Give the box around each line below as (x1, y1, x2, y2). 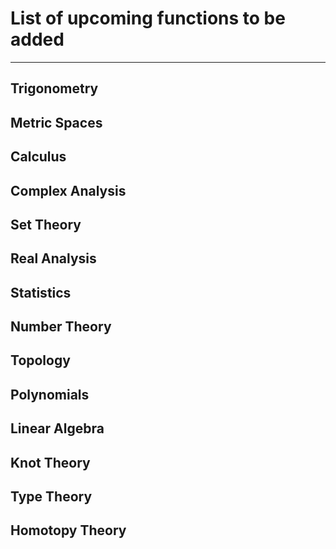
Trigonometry (10, 80, 99, 97)
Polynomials (10, 386, 90, 403)
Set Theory (10, 216, 82, 233)
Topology (10, 352, 71, 369)
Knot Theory (10, 454, 91, 471)
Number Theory (10, 318, 112, 336)
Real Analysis (10, 250, 97, 267)
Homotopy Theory (10, 522, 127, 539)
